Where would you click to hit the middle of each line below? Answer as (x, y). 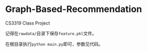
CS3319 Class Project (28, 23)
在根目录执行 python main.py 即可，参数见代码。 (54, 44)
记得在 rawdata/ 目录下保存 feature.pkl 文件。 (51, 33)
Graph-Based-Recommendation (74, 9)
